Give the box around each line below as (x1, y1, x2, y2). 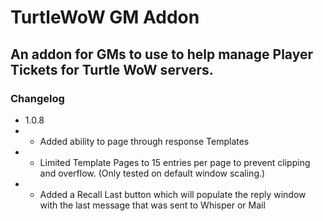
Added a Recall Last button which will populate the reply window (39, 188, 307, 200)
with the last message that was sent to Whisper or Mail (39, 199, 266, 211)
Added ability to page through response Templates (39, 135, 250, 147)
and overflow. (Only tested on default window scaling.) (39, 167, 266, 179)
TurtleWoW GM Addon (10, 6, 200, 29)
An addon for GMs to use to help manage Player (10, 46, 313, 63)
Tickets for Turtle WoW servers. (10, 61, 214, 78)
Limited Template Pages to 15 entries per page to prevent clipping (39, 156, 311, 168)
